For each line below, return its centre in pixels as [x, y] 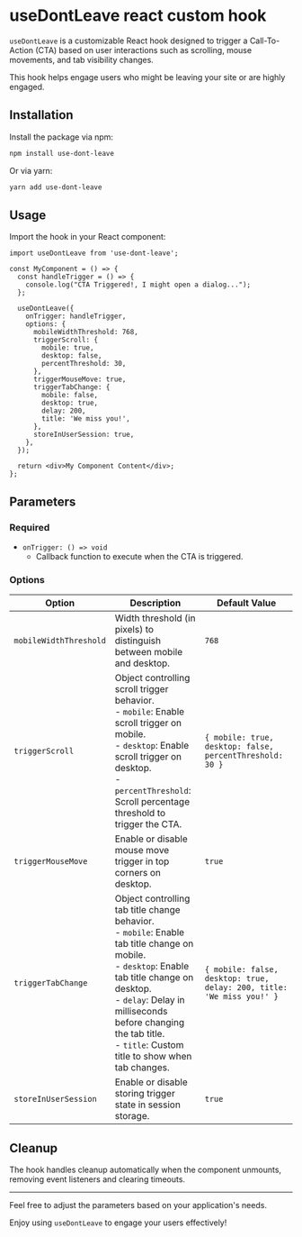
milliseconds [141, 1012]
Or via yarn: [31, 170]
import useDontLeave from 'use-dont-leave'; [94, 253]
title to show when [153, 1057]
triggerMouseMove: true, [80, 379]
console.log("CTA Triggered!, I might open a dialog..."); [138, 285]
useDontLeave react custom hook [138, 16]
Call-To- [265, 41]
